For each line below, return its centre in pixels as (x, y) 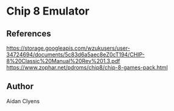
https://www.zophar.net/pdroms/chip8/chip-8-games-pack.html (87, 67)
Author (20, 86)
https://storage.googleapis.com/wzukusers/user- (68, 48)
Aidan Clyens (23, 101)
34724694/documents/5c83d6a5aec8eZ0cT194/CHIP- (76, 55)
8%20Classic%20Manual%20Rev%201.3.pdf (63, 61)
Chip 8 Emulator (48, 11)
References (29, 34)
